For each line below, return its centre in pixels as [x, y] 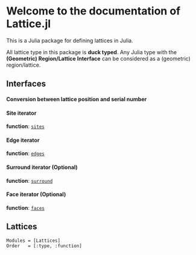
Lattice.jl [29, 24]
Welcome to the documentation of [93, 11]
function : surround [30, 180]
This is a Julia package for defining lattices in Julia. [70, 40]
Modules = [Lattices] [33, 241]
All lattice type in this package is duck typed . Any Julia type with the [91, 52]
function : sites [26, 126]
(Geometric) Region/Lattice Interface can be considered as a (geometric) [99, 58]
